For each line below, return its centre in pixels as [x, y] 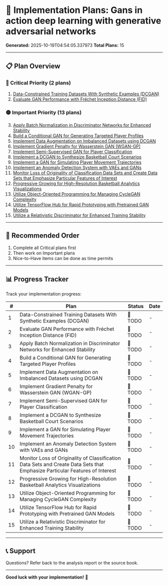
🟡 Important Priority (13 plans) [44, 112]
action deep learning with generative [84, 21]
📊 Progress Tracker [37, 279]
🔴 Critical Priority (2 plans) [38, 83]
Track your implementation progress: [44, 293]
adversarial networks [51, 31]
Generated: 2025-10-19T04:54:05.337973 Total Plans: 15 [65, 45]
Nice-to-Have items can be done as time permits [63, 258]
